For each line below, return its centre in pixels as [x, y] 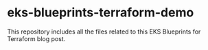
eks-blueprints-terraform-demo [101, 13]
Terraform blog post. [36, 38]
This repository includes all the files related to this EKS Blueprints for [104, 32]
